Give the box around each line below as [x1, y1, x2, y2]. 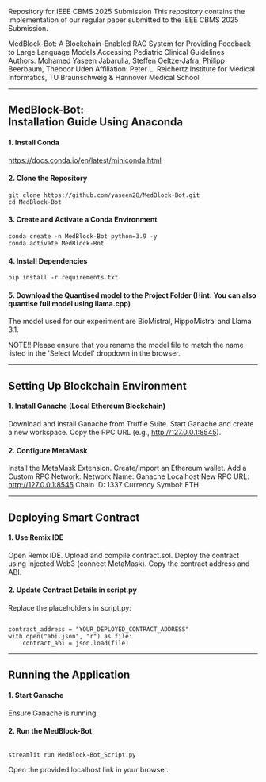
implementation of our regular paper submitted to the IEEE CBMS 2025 [8, 15, 239, 25]
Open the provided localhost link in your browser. [8, 765, 169, 774]
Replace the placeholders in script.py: [8, 603, 132, 612]
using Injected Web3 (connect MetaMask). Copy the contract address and [8, 559, 250, 568]
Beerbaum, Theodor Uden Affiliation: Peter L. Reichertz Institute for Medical [8, 64, 256, 74]
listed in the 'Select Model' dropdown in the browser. [8, 349, 180, 358]
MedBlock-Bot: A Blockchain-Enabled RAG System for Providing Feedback [8, 39, 252, 48]
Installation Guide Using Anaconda [8, 115, 184, 129]
